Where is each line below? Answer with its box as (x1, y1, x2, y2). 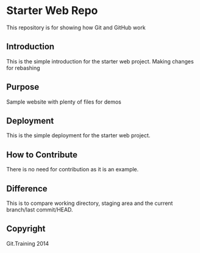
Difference (6, 184, 48, 194)
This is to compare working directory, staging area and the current (6, 199, 173, 207)
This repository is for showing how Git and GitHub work (6, 24, 146, 31)
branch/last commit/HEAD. (6, 206, 73, 213)
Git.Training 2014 (6, 240, 49, 247)
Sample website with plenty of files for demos (6, 98, 122, 105)
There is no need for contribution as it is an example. (6, 166, 139, 173)
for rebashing (6, 64, 41, 71)
